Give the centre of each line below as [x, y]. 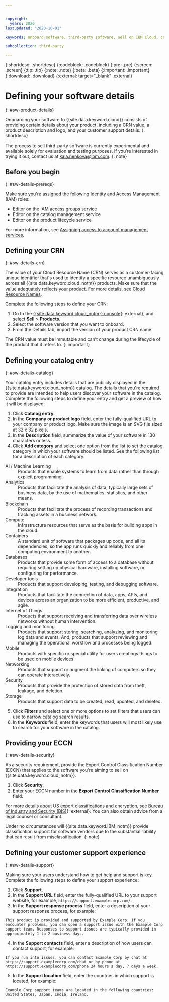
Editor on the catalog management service [57, 214]
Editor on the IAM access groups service [55, 209]
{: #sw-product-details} [30, 110]
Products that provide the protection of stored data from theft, [82, 685]
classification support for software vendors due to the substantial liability [81, 832]
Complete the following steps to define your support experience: [72, 880]
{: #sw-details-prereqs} [30, 184]
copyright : [17, 19]
